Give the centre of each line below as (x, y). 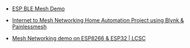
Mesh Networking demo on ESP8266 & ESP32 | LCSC (79, 38)
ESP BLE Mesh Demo (38, 9)
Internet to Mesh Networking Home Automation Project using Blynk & (98, 20)
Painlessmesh (29, 27)
